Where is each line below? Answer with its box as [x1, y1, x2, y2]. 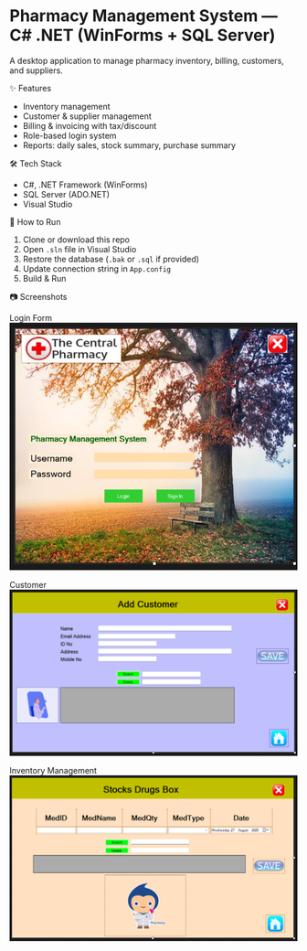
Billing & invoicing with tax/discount [22, 120, 157, 131]
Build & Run [22, 272, 67, 283]
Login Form [9, 312, 53, 323]
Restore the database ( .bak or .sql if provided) [22, 253, 199, 264]
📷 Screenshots [9, 291, 68, 302]
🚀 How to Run [9, 216, 61, 227]
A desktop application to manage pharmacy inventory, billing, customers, [9, 55, 285, 66]
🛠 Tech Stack [9, 157, 62, 169]
